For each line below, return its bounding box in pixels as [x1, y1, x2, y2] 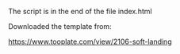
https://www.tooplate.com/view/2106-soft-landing [8, 37, 172, 46]
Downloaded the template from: [8, 22, 113, 31]
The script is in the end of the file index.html [8, 7, 152, 16]
